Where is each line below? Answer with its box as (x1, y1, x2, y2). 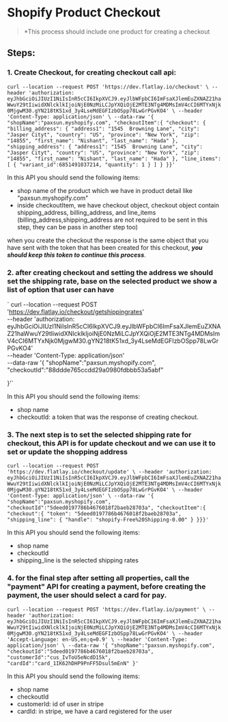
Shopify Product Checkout (7, 5, 161, 21)
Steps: (7, 47, 35, 59)
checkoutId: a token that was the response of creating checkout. (16, 413, 199, 421)
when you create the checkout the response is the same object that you (7, 236, 210, 244)
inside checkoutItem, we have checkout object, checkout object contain (16, 201, 220, 209)
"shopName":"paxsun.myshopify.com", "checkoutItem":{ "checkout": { (7, 119, 206, 126)
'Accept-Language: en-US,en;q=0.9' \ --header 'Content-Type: (7, 636, 188, 643)
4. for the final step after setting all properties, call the (7, 573, 190, 583)
